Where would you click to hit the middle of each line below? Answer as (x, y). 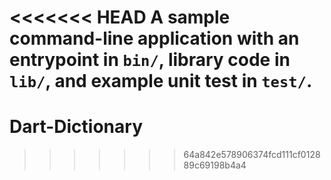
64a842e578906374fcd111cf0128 (252, 155)
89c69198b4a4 (215, 165)
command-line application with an (154, 38)
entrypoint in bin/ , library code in (150, 60)
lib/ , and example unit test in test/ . (161, 81)
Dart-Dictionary (76, 127)
